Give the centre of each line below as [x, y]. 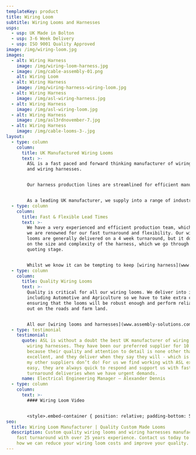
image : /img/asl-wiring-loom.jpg [57, 109]
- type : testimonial [36, 330]
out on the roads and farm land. [68, 308]
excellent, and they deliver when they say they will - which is [108, 357]
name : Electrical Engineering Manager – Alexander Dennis [93, 379]
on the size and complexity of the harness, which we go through [108, 244]
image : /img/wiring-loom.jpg [41, 50]
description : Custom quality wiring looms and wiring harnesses [91, 432]
